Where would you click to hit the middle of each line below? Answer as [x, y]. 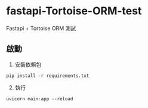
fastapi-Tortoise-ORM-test [74, 11]
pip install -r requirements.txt [48, 76]
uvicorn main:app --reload [40, 99]
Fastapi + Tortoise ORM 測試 [41, 28]
